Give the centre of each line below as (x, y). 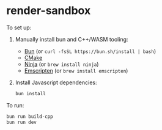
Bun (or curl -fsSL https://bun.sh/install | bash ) (90, 51)
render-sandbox (49, 11)
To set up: (19, 27)
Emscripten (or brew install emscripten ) (76, 70)
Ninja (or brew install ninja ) (61, 64)
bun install (30, 93)
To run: (15, 105)
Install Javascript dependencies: (56, 82)
